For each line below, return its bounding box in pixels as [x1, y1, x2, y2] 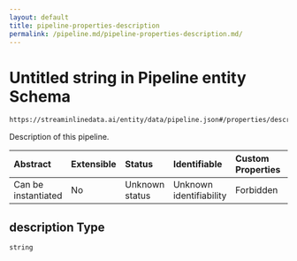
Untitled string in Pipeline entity [9, 67, 247, 88]
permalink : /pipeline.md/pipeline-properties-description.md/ [9, 29, 243, 38]
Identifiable [172, 158, 223, 171]
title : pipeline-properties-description [9, 21, 161, 30]
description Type [9, 219, 105, 234]
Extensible [70, 158, 117, 171]
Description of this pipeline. [9, 132, 110, 142]
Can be [13, 179, 44, 191]
